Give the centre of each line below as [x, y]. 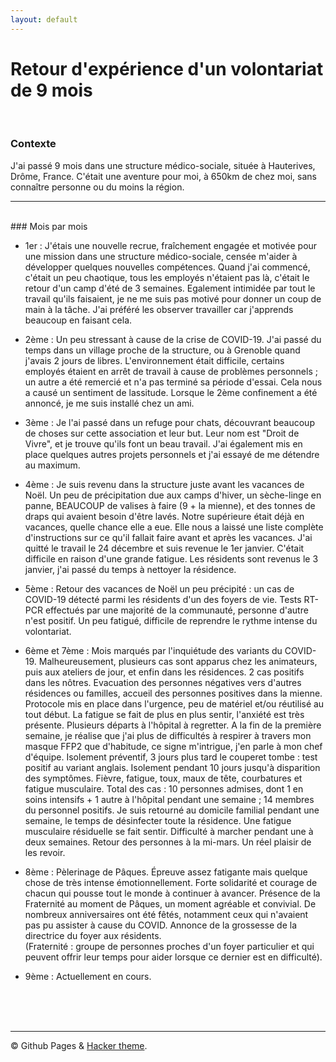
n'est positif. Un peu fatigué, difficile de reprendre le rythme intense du [171, 620]
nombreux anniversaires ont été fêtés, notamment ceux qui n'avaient [166, 914]
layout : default [44, 19]
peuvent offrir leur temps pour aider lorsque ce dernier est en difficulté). [173, 957]
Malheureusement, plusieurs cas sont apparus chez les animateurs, [178, 661]
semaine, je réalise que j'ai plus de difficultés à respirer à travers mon [168, 735]
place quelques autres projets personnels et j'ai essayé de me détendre [172, 454]
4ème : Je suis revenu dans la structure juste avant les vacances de [164, 484]
